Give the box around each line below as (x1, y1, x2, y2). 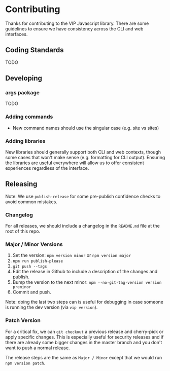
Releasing (5, 180, 38, 189)
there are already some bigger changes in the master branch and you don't (5, 339, 162, 345)
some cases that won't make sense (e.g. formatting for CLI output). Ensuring (5, 155, 165, 161)
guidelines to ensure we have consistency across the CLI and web (5, 25, 144, 31)
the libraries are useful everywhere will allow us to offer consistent (5, 160, 144, 166)
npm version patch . (5, 360, 46, 366)
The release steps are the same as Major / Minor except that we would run (5, 354, 162, 360)
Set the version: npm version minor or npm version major (12, 252, 131, 258)
